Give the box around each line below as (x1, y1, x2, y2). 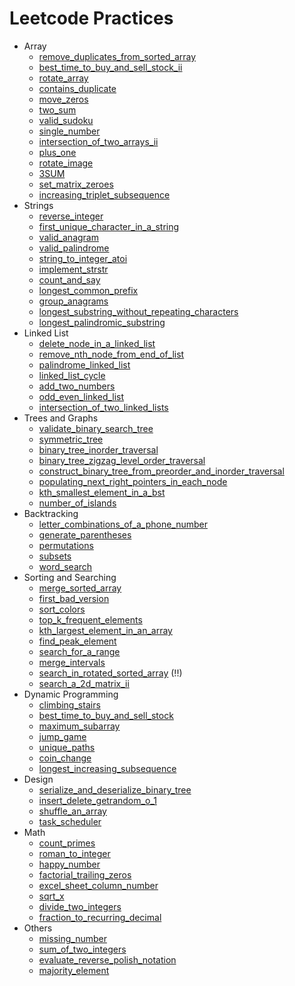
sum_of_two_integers (38, 943, 127, 955)
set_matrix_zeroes (38, 178, 114, 190)
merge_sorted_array (38, 582, 122, 594)
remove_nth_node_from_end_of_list (38, 348, 185, 360)
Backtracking (23, 507, 79, 519)
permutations (38, 539, 94, 551)
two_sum (38, 103, 77, 116)
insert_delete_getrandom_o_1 (38, 794, 157, 806)
